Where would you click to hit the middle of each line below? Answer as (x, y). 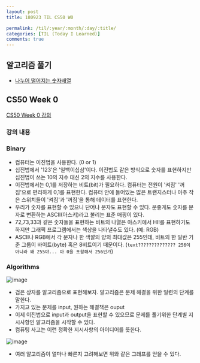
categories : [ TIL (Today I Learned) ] (53, 34)
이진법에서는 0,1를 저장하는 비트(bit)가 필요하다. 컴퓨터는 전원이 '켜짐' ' (97, 184)
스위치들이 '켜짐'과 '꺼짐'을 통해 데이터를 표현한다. (80, 199)
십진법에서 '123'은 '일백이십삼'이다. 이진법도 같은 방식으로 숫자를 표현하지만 (103, 170)
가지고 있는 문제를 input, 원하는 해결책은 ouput (69, 307)
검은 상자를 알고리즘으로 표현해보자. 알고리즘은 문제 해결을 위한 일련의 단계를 (104, 292)
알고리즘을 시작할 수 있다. (65, 322)
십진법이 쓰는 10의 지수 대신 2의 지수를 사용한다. (71, 177)
